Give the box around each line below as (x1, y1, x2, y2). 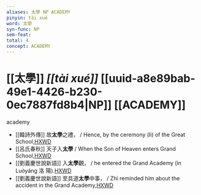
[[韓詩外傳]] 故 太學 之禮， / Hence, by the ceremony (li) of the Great (15, 131, 186, 138)
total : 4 (6, 37, 29, 44)
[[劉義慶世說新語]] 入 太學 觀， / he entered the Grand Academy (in (15, 159, 182, 166)
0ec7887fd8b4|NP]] (6, 98, 112, 112)
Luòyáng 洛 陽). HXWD (15, 167, 72, 174)
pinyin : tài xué (6, 15, 48, 21)
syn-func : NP (6, 26, 40, 32)
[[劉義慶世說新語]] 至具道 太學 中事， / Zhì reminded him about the (15, 174, 180, 182)
